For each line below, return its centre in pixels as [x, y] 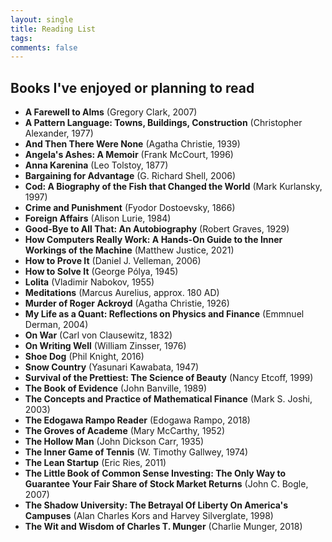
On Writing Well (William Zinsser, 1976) [105, 346]
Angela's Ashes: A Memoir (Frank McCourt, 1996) [129, 155]
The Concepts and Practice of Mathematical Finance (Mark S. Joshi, [168, 399]
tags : [21, 38]
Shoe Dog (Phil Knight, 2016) [84, 357]
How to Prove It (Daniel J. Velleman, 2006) [113, 261]
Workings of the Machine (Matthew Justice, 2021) [129, 250]
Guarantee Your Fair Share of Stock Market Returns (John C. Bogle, [166, 484]
